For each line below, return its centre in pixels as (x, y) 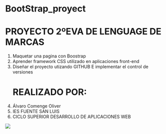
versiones (23, 72)
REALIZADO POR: (50, 92)
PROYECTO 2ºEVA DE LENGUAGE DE (84, 32)
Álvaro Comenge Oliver (37, 106)
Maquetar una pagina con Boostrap (49, 56)
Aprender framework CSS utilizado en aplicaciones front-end (76, 61)
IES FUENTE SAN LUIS (36, 111)
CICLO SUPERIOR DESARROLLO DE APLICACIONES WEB (72, 117)
